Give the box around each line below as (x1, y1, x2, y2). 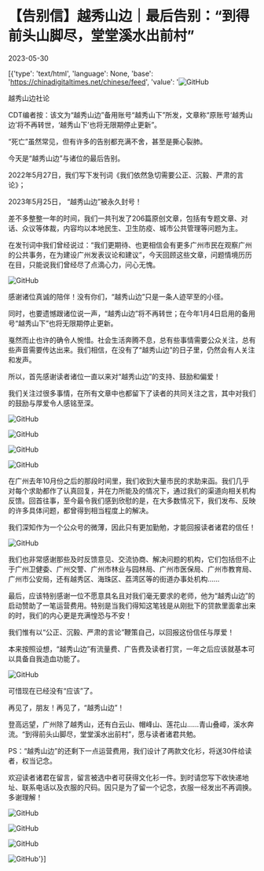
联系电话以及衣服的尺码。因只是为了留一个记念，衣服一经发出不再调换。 (21, 782, 256, 792)
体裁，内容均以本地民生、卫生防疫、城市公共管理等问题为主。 (42, 223, 242, 233)
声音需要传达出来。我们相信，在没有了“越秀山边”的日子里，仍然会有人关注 (14, 344, 255, 355)
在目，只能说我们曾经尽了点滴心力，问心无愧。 (8, 259, 159, 269)
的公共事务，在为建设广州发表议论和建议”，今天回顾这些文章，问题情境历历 (8, 250, 253, 259)
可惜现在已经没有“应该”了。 (8, 686, 97, 695)
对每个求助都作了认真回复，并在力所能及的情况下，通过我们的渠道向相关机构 (8, 486, 256, 495)
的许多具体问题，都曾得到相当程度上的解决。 (8, 505, 153, 515)
